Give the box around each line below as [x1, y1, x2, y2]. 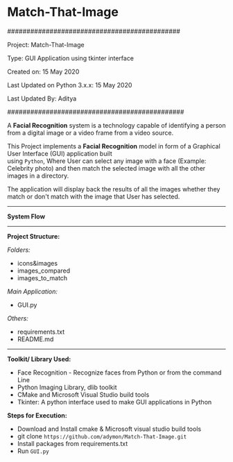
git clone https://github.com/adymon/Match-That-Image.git [17, 431, 187, 440]
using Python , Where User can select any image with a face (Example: [7, 157, 207, 165]
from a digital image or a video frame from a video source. [7, 128, 174, 137]
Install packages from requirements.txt [17, 439, 128, 447]
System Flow [7, 212, 46, 221]
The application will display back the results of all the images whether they [7, 185, 221, 193]
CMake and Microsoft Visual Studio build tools [17, 390, 150, 399]
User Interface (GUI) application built [7, 149, 112, 157]
